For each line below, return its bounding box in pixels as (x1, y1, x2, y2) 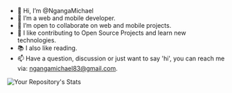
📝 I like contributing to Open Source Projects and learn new (17, 28, 186, 37)
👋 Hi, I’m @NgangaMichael (17, 7, 93, 15)
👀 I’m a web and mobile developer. (17, 14, 116, 22)
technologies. (17, 36, 57, 44)
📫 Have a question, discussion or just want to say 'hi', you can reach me (17, 54, 225, 62)
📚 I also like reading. (17, 44, 78, 52)
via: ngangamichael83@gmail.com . (17, 65, 118, 72)
